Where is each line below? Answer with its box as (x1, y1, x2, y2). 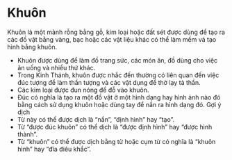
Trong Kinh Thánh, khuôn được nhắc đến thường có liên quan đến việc (17, 71, 219, 79)
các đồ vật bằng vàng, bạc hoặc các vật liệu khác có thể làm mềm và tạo (7, 35, 217, 43)
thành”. (17, 130, 38, 138)
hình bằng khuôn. (7, 42, 58, 51)
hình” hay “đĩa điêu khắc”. (17, 145, 92, 153)
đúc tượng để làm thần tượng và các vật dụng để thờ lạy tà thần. (17, 78, 201, 86)
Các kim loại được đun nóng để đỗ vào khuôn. (17, 86, 149, 94)
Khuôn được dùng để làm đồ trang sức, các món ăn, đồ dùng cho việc (17, 56, 218, 64)
